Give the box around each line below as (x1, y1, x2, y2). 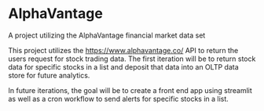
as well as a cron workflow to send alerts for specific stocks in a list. (8, 94, 229, 103)
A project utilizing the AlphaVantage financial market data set (8, 30, 206, 40)
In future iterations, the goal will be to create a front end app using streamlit (8, 85, 253, 95)
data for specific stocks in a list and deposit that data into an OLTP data (8, 62, 239, 71)
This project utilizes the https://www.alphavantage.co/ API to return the (8, 45, 239, 55)
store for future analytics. (8, 70, 90, 80)
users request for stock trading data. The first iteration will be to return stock (8, 54, 256, 63)
